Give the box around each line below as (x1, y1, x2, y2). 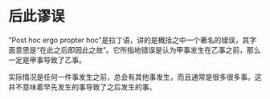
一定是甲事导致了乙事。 (8, 55, 86, 65)
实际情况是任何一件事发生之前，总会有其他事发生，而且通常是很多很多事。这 (8, 72, 262, 81)
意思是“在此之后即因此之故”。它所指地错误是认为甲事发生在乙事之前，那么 (14, 45, 261, 54)
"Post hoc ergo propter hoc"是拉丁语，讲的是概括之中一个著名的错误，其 (8, 35, 250, 45)
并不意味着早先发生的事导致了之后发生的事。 (8, 81, 157, 92)
